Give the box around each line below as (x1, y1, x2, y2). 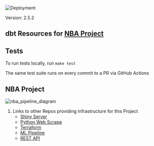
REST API (20, 135, 41, 141)
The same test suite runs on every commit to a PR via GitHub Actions (5, 70, 149, 76)
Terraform (20, 125, 42, 131)
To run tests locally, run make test (5, 60, 76, 66)
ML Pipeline (20, 130, 45, 136)
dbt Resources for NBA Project (5, 30, 104, 38)
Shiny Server (20, 113, 47, 120)
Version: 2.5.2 (5, 15, 34, 20)
